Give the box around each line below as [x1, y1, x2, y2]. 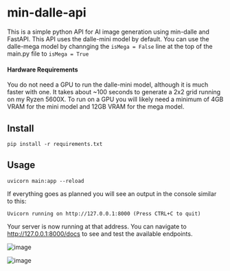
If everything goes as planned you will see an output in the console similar [7, 189, 217, 197]
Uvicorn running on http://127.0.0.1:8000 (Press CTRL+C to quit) [7, 210, 201, 217]
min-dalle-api [7, 5, 87, 21]
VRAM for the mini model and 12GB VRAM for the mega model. [7, 102, 185, 111]
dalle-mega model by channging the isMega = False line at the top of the [7, 42, 213, 50]
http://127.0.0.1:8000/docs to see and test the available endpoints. [7, 229, 193, 238]
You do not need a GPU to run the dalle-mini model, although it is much [7, 80, 209, 89]
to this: [7, 197, 27, 205]
